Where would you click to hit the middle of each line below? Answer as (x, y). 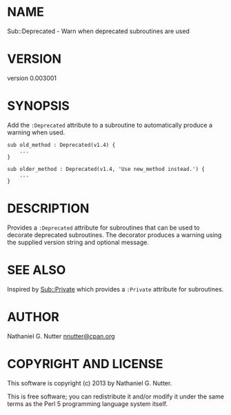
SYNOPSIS (39, 106)
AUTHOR (33, 317)
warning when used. (36, 132)
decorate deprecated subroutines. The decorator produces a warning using (114, 234)
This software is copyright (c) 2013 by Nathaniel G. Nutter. (90, 383)
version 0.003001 (32, 78)
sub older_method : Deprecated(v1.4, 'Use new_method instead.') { (106, 169)
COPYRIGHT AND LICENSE (85, 364)
